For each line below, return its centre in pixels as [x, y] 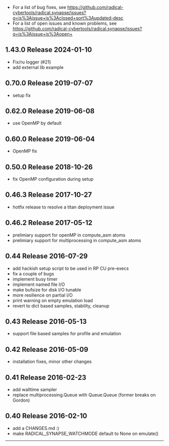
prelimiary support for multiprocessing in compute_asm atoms [77, 240]
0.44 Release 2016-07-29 [47, 256]
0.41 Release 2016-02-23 [46, 377]
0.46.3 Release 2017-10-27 [49, 195]
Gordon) [21, 400]
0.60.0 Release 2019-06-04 [50, 139]
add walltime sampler [35, 389]
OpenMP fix [25, 151]
